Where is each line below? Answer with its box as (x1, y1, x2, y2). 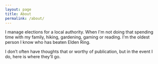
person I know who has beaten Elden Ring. (5, 39, 91, 45)
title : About (5, 12, 32, 16)
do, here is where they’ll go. (5, 54, 61, 60)
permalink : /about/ (5, 16, 45, 21)
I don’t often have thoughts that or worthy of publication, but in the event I (5, 49, 153, 54)
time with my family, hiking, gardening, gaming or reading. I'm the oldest (5, 34, 150, 40)
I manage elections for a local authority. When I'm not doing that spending (5, 29, 154, 35)
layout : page (5, 7, 32, 12)
